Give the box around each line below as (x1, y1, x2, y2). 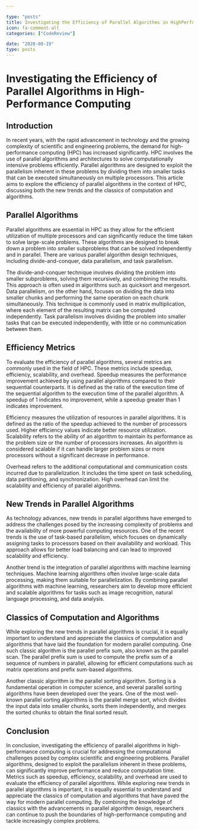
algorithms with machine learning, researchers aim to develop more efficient (6, 583, 192, 590)
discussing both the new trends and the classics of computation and (6, 187, 173, 194)
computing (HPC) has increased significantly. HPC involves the (39, 149, 193, 156)
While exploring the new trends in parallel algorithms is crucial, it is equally (6, 628, 188, 635)
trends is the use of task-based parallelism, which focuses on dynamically (6, 533, 187, 541)
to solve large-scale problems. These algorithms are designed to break (6, 238, 179, 246)
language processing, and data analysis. (6, 596, 105, 603)
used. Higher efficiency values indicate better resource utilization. (6, 426, 167, 433)
